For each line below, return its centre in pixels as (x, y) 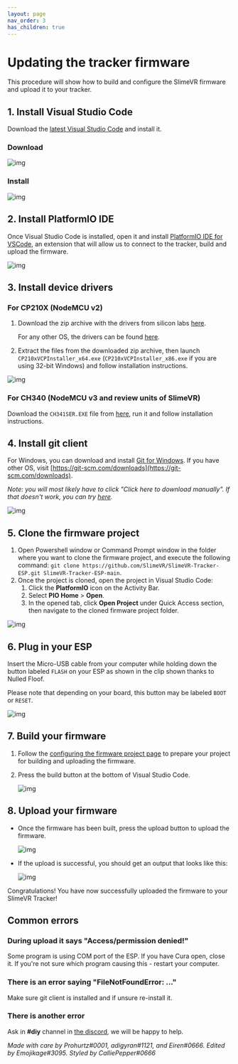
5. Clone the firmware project (74, 533)
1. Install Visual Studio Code (70, 112)
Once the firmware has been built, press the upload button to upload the (123, 828)
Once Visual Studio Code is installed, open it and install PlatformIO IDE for (115, 236)
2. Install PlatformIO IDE (61, 219)
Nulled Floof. (26, 679)
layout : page (27, 14)
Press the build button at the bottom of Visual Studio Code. (104, 775)
